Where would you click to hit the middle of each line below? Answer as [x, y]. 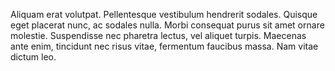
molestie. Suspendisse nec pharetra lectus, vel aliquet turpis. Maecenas [158, 35]
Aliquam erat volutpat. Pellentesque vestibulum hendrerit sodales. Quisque [164, 14]
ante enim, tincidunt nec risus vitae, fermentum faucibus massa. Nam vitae [164, 46]
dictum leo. [33, 57]
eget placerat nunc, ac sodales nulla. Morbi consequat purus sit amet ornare [167, 25]
